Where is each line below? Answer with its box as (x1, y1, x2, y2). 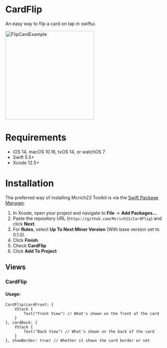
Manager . (5, 200, 26, 206)
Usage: (5, 291, 22, 297)
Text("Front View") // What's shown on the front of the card (24, 311, 159, 316)
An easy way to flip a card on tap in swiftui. (5, 21, 96, 27)
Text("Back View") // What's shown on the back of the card (24, 329, 155, 334)
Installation (5, 178, 54, 189)
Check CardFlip (12, 242, 47, 249)
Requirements (5, 132, 67, 144)
